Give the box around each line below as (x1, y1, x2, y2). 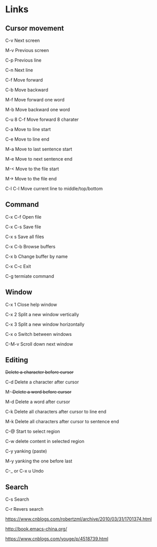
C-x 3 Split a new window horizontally (5, 321, 85, 327)
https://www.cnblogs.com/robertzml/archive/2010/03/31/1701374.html (5, 516, 152, 522)
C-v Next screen (5, 37, 40, 43)
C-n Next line (5, 67, 33, 73)
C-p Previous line (5, 57, 42, 63)
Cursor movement (5, 24, 65, 33)
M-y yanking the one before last (5, 458, 73, 464)
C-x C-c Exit (5, 263, 32, 269)
